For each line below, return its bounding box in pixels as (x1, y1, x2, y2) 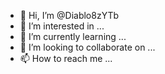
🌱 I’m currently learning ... (19, 31, 127, 42)
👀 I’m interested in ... (19, 20, 105, 32)
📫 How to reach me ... (19, 53, 113, 64)
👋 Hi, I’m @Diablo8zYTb (19, 10, 120, 21)
